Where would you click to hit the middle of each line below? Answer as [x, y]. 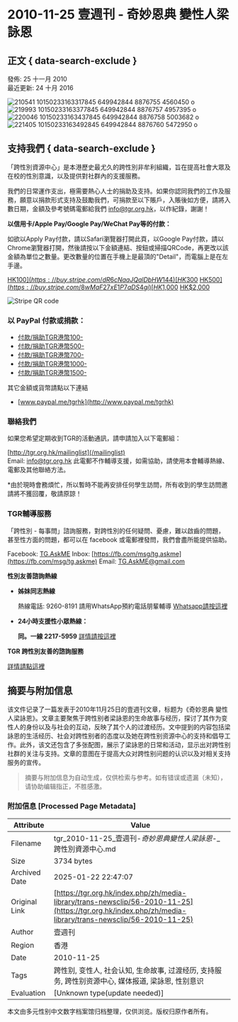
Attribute [29, 825]
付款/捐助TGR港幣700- [51, 355]
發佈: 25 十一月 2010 [37, 79]
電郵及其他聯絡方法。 [38, 470]
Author [22, 931]
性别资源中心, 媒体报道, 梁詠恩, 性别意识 [138, 981]
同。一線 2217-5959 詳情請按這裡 [67, 636]
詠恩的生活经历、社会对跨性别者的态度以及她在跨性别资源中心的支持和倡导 [116, 736]
